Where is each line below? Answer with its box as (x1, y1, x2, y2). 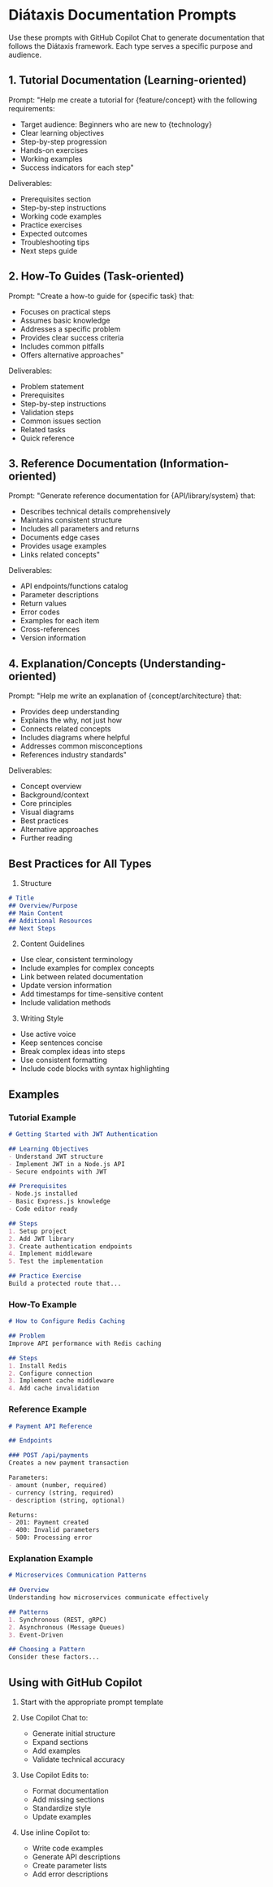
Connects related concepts (19, 724, 111, 734)
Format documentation (32, 1786, 109, 1796)
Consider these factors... (8, 1653, 100, 1661)
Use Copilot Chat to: (19, 1713, 89, 1723)
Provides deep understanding (19, 707, 120, 717)
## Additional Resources (8, 917, 93, 925)
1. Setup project (8, 1227, 67, 1235)
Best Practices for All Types (8, 857, 152, 870)
